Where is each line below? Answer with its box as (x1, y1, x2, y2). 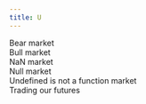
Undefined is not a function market (9, 75, 137, 85)
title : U (9, 12, 42, 22)
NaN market (9, 56, 53, 67)
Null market (9, 66, 52, 76)
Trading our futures (9, 84, 80, 95)
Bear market (9, 37, 55, 48)
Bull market (9, 46, 51, 58)
